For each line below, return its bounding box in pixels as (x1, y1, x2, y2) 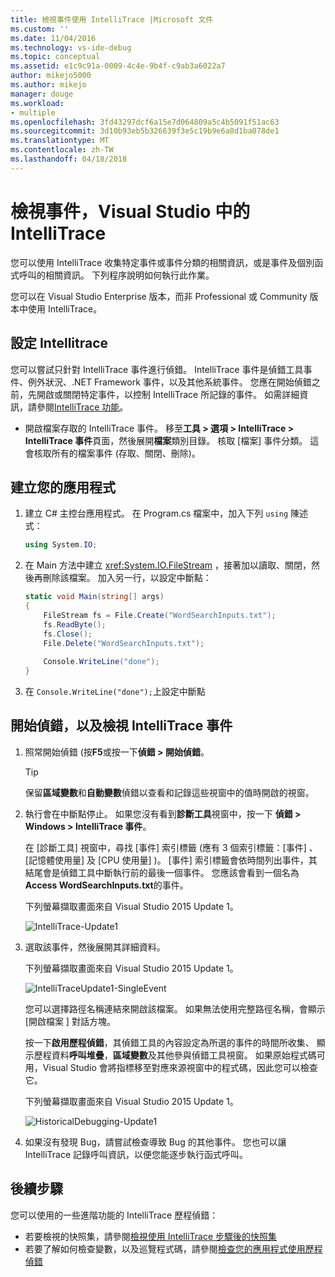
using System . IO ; (24, 540, 98, 550)
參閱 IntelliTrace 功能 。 (36, 401, 129, 413)
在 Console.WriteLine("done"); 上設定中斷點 (24, 686, 206, 698)
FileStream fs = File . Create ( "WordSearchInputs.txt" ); (43, 610, 277, 620)
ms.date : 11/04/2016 (10, 33, 97, 43)
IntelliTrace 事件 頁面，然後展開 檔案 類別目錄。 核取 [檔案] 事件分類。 (24, 434, 308, 446)
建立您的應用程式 (10, 479, 116, 496)
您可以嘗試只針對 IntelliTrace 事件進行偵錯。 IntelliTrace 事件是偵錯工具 (10, 363, 304, 375)
